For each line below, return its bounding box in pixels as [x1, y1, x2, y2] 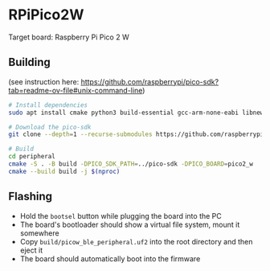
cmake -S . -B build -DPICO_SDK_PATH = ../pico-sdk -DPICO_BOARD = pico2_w [8, 160, 253, 168]
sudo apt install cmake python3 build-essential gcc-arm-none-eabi [8, 109, 239, 117]
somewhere [19, 228, 59, 238]
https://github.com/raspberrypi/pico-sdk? [80, 76, 219, 86]
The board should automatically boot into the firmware [19, 253, 201, 263]
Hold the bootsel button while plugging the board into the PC [19, 211, 223, 220]
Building [8, 55, 51, 69]
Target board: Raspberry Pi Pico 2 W [8, 32, 130, 42]
